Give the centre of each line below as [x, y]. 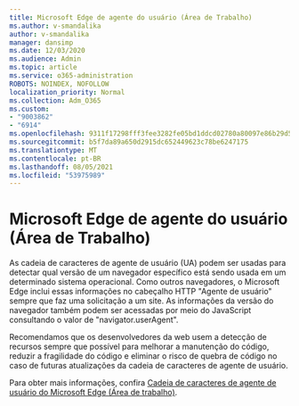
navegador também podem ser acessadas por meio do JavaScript [130, 311]
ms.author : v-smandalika [55, 26]
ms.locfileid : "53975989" [57, 175]
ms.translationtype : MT [53, 150]
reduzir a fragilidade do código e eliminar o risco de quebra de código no [143, 356]
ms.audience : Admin [45, 59]
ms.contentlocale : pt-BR [55, 158]
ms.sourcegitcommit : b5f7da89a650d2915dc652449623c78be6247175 [129, 142]
